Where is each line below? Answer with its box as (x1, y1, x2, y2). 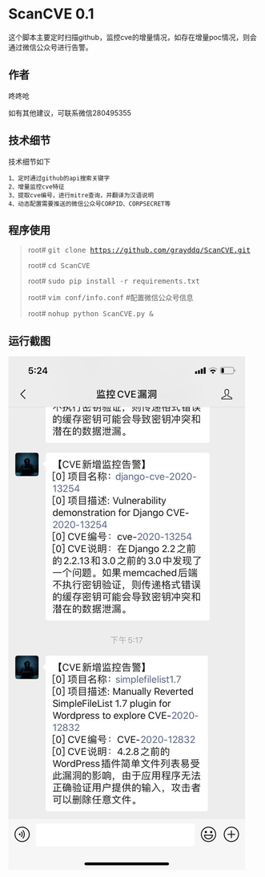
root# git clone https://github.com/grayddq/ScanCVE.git (27, 246, 251, 255)
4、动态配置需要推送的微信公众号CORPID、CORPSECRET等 (8, 200, 171, 208)
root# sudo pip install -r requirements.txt (27, 276, 200, 286)
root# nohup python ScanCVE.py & (27, 309, 154, 319)
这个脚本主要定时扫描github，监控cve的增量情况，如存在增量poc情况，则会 (8, 32, 258, 42)
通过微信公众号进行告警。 (8, 42, 93, 52)
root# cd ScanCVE (27, 261, 90, 270)
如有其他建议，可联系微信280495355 (8, 108, 132, 117)
